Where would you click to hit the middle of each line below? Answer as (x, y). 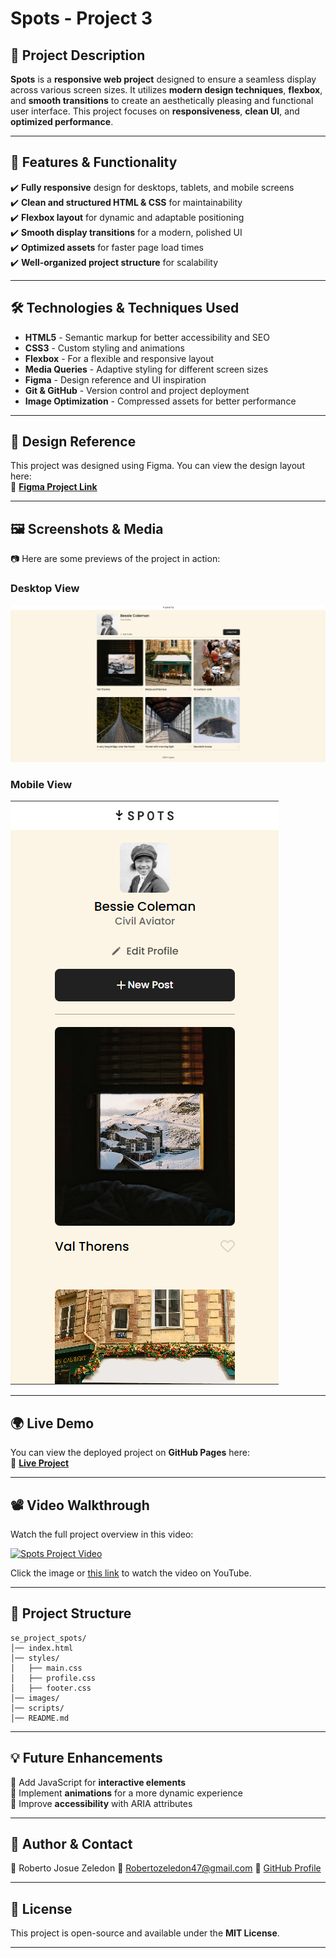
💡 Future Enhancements (86, 1758)
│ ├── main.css (46, 1668)
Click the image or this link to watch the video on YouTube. (131, 1573)
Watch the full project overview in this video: (102, 1534)
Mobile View (41, 784)
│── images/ (35, 1698)
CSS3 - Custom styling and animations (104, 348)
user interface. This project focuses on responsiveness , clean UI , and (155, 111)
